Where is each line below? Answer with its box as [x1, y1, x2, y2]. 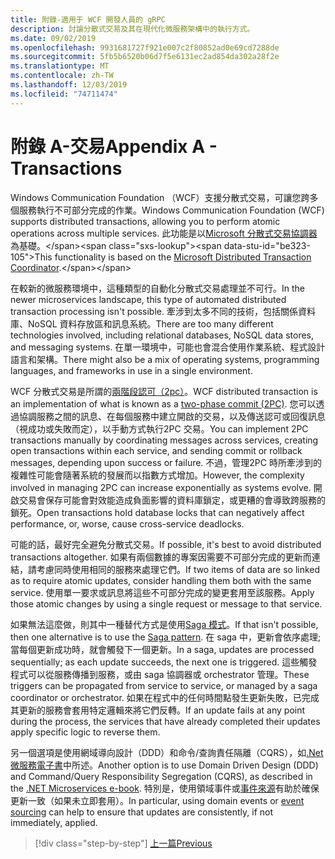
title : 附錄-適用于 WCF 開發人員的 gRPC [10, 14, 166, 25]
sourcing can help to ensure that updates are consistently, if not [10, 806, 274, 818]
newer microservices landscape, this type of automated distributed [10, 293, 287, 305]
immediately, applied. [10, 816, 98, 828]
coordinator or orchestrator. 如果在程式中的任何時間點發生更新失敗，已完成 [10, 691, 320, 703]
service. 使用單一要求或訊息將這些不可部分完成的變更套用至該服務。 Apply [10, 586, 315, 598]
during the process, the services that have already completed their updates [10, 715, 321, 727]
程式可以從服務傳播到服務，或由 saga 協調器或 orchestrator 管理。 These [10, 668, 310, 680]
